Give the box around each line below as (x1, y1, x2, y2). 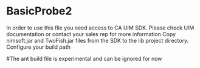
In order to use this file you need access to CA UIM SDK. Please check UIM (6, 24, 195, 31)
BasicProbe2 (6, 4, 72, 18)
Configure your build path (6, 43, 71, 51)
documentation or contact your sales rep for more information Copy (6, 30, 176, 37)
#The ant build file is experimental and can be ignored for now (6, 55, 162, 62)
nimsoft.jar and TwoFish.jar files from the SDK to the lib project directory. (6, 37, 189, 44)
